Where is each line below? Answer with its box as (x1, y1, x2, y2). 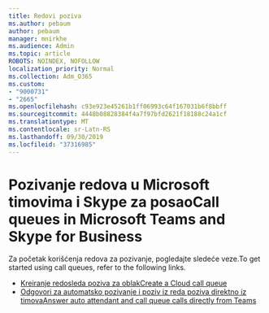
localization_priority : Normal (8, 65, 115, 73)
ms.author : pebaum (8, 20, 71, 28)
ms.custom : (8, 80, 46, 88)
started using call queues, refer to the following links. (8, 263, 186, 272)
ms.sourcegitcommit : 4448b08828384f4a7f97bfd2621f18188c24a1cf (8, 111, 228, 119)
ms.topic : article (8, 50, 71, 58)
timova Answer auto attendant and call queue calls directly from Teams (20, 296, 257, 306)
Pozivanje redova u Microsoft (8, 176, 210, 193)
